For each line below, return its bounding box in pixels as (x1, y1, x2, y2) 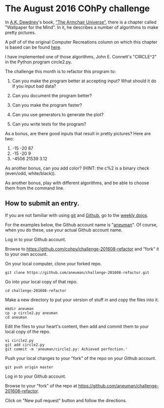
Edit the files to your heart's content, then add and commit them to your (5, 323, 149, 329)
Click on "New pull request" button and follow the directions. (5, 397, 127, 403)
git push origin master (5, 364, 54, 370)
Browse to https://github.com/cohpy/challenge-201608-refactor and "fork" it (5, 246, 159, 252)
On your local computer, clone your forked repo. (5, 261, 102, 266)
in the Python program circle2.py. (5, 59, 72, 65)
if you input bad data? (12, 83, 56, 89)
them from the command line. (5, 185, 64, 191)
